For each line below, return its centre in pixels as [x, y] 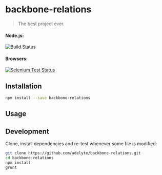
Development [27, 131]
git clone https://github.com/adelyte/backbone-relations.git [73, 153]
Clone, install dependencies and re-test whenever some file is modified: [81, 144]
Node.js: [15, 35]
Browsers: [17, 59]
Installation [24, 86]
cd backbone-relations [29, 158]
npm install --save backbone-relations [48, 98]
